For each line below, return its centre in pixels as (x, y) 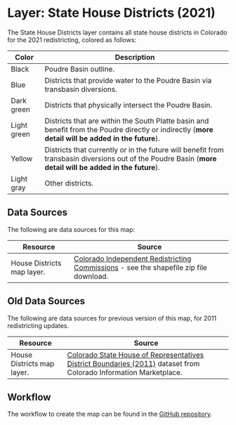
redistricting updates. (38, 325)
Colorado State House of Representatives (136, 355)
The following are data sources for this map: (71, 229)
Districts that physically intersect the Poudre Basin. (129, 105)
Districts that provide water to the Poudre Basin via (128, 80)
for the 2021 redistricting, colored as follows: (72, 39)
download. (91, 276)
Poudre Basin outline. (79, 69)
